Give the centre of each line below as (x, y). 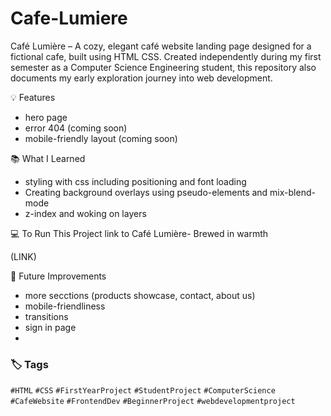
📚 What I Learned (48, 158)
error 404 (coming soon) (76, 128)
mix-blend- (292, 192)
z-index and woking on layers (85, 213)
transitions (46, 316)
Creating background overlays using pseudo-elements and (146, 192)
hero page (46, 117)
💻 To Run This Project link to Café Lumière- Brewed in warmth (139, 233)
